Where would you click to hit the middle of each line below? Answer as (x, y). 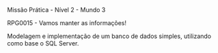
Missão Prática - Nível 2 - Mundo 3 (56, 10)
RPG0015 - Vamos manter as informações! (67, 23)
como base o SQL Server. (43, 43)
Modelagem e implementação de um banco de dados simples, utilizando (109, 36)
